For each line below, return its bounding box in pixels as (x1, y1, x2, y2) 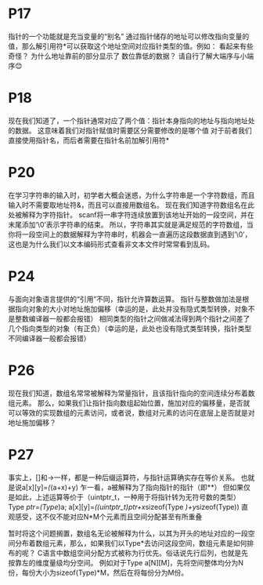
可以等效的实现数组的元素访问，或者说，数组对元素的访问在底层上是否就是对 (8, 408, 255, 417)
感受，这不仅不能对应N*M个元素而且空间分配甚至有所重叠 (14, 511, 203, 521)
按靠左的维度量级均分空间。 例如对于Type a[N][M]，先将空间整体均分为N (8, 558, 244, 567)
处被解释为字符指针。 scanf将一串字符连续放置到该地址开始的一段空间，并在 (8, 209, 254, 220)
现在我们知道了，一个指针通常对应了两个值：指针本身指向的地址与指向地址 (8, 115, 248, 125)
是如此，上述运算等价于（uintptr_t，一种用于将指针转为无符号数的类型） (8, 492, 240, 502)
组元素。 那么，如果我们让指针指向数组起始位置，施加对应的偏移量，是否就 (8, 398, 250, 408)
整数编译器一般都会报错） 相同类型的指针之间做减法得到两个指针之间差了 (14, 314, 250, 323)
